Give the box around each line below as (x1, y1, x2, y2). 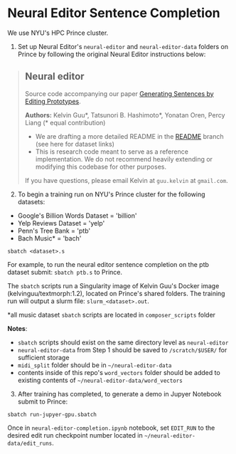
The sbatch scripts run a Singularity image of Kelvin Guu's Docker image (7, 281, 220, 290)
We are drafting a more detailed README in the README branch (35, 132, 224, 140)
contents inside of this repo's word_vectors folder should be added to (17, 368, 220, 376)
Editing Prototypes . (24, 97, 82, 105)
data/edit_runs (7, 440, 53, 447)
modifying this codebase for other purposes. (35, 162, 167, 171)
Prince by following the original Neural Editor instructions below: (17, 50, 206, 58)
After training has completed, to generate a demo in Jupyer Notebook (17, 389, 222, 398)
